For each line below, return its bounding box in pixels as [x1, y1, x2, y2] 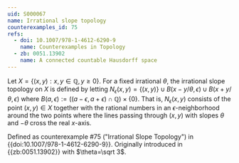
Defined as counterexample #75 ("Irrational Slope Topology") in [7, 132, 194, 141]
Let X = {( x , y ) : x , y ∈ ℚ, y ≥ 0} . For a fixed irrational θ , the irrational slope [7, 76, 225, 85]
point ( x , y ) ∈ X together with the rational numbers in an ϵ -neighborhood [7, 104, 221, 112]
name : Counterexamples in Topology [20, 43, 126, 51]
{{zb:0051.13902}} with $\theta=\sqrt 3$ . [7, 147, 127, 157]
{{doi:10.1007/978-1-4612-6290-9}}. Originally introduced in [7, 140, 183, 149]
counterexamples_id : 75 [7, 23, 78, 31]
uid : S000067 [7, 10, 46, 18]
